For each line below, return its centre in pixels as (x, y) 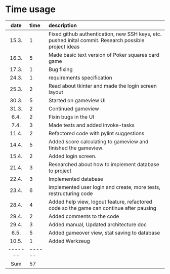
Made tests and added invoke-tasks (92, 125)
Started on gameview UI (77, 100)
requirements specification (80, 77)
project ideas (64, 47)
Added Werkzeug (69, 241)
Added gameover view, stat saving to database (104, 232)
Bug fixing (61, 69)
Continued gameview (74, 108)
